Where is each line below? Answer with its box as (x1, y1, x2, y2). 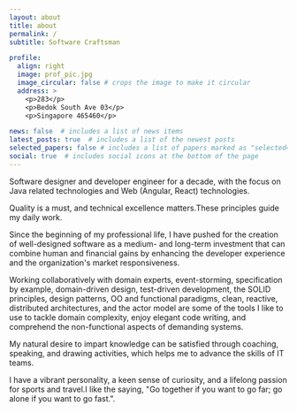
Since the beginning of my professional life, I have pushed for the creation (9, 229, 278, 240)
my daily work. (9, 211, 63, 222)
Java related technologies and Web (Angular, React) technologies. (9, 185, 250, 195)
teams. (9, 357, 34, 368)
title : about (9, 21, 57, 30)
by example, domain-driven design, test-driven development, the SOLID (9, 284, 271, 294)
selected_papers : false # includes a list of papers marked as (9, 143, 247, 153)
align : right (17, 62, 65, 71)
